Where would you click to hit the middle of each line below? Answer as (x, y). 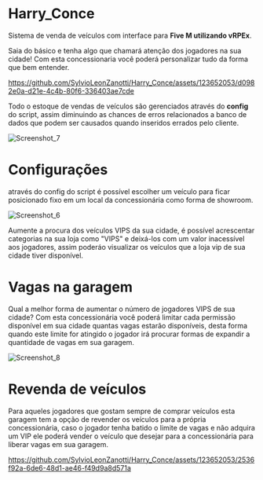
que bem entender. (39, 67)
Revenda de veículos (77, 389)
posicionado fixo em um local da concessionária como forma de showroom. (131, 200)
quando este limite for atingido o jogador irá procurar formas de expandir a (129, 334)
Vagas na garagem (71, 287)
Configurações (58, 170)
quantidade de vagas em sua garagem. (71, 342)
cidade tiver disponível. (46, 255)
